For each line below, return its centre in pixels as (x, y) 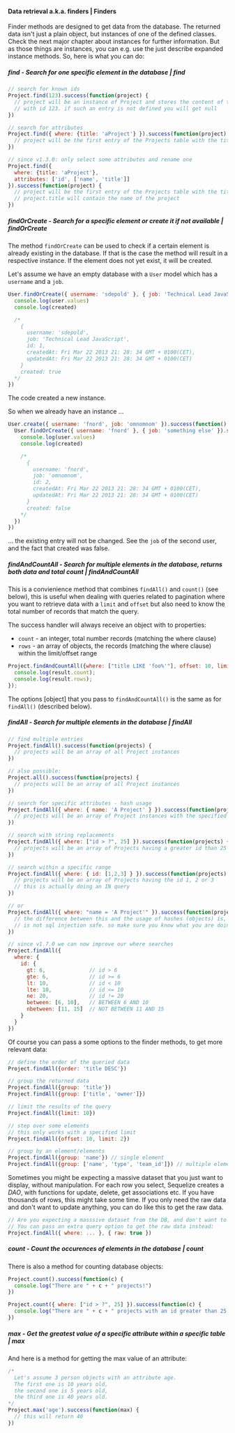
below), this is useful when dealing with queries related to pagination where (116, 597)
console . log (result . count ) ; (55, 673)
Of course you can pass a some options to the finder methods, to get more (115, 1042)
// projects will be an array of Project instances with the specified (121, 816)
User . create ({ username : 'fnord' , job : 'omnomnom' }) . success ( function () (117, 424)
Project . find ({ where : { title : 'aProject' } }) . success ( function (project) (117, 134)
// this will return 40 (48, 1417)
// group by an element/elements (56, 1151)
